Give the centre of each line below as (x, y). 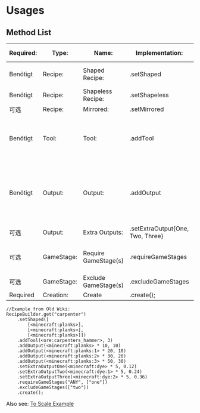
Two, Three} (146, 236)
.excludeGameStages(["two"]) (53, 387)
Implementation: (159, 53)
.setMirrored (147, 109)
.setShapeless (149, 95)
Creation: (55, 295)
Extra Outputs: (103, 232)
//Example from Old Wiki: (38, 309)
